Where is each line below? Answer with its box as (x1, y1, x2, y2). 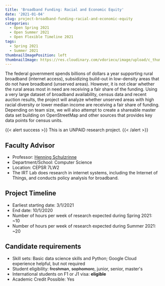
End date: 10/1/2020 (12, 207, 53, 213)
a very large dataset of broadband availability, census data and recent (5, 92, 147, 97)
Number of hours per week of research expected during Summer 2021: (12, 223, 156, 229)
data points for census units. (5, 118, 63, 123)
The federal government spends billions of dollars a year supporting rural (5, 71, 153, 76)
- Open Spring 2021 (9, 25, 50, 30)
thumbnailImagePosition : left (5, 52, 67, 58)
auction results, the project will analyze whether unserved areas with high (5, 96, 155, 103)
